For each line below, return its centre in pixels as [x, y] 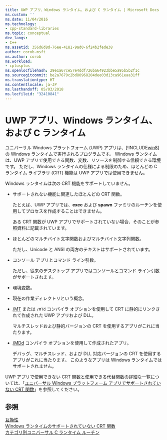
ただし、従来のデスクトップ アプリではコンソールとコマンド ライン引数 [86, 271]
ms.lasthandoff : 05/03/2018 [34, 89]
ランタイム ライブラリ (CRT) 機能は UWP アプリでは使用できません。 [76, 173]
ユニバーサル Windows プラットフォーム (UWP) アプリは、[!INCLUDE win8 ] [82, 148]
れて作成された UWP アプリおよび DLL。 [54, 315]
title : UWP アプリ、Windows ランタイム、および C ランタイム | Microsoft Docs [82, 10]
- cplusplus [17, 66]
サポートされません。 [34, 366]
